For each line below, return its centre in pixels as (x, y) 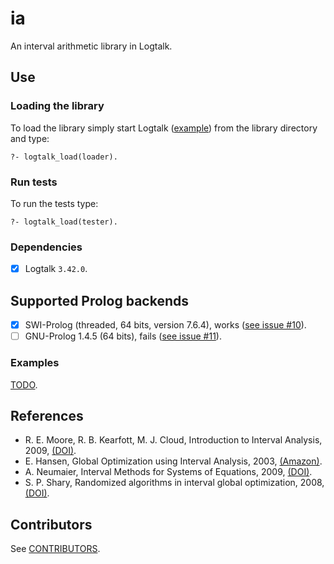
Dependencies (46, 247)
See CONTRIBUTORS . (55, 549)
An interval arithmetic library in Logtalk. (91, 46)
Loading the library (57, 106)
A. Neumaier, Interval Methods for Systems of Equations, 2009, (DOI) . (168, 472)
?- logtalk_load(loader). (64, 157)
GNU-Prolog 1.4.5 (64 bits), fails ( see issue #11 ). (123, 336)
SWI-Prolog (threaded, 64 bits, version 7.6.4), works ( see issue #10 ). (165, 325)
